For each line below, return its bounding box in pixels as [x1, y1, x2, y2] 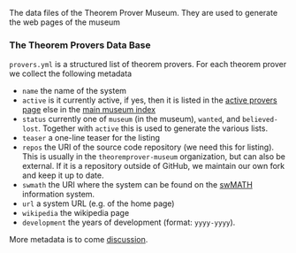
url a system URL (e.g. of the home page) [21, 198, 175, 209]
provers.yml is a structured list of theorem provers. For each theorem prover [9, 59, 287, 70]
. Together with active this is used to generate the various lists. [38, 123, 268, 134]
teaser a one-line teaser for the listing [21, 133, 161, 143]
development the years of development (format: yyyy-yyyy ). [21, 217, 236, 228]
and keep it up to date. [21, 170, 104, 180]
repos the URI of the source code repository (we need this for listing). [21, 142, 275, 153]
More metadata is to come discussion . [9, 234, 148, 245]
